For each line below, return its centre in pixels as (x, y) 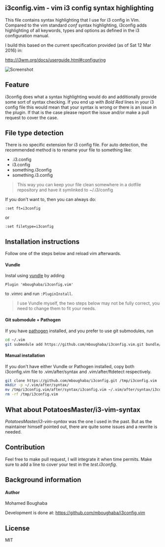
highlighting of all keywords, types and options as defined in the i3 (72, 30)
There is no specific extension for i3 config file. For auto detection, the (76, 145)
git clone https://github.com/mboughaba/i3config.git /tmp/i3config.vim (81, 380)
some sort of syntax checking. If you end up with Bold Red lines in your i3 (80, 102)
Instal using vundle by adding (35, 276)
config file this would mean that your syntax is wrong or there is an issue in (81, 107)
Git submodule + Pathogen (33, 320)
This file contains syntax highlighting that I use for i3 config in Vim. (72, 20)
